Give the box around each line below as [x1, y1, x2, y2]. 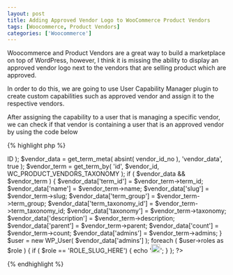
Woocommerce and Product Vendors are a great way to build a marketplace [7, 49, 225, 57]
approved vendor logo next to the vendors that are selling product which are [7, 64, 227, 72]
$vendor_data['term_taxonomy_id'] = [47, 200, 153, 208]
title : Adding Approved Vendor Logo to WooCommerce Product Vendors [7, 17, 211, 24]
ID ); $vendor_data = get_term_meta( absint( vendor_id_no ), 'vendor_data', [7, 155, 223, 163]
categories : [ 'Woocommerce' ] [7, 29, 92, 37]
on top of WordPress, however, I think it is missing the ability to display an [7, 57, 219, 65]
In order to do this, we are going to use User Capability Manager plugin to [7, 84, 218, 93]
